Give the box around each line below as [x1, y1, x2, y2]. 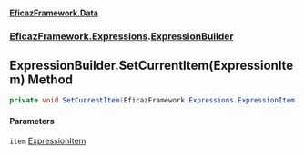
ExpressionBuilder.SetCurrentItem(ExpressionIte [9, 57, 294, 73]
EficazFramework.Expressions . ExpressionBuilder [9, 30, 234, 43]
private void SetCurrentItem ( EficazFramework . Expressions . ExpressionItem [9, 96, 296, 105]
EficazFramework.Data [9, 7, 98, 18]
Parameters [9, 115, 55, 126]
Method [27, 72, 74, 87]
